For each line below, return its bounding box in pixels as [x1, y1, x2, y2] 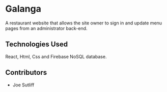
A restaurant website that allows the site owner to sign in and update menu [5, 20, 162, 26]
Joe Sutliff [12, 82, 35, 88]
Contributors [5, 68, 47, 77]
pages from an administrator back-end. [5, 25, 88, 31]
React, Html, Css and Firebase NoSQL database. [5, 53, 107, 59]
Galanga [5, 3, 42, 15]
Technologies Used [5, 40, 68, 49]
